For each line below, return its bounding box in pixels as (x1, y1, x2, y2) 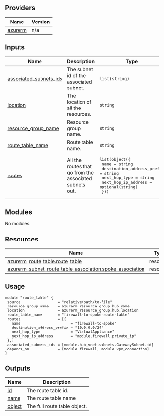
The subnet (66, 66, 94, 73)
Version (31, 18, 50, 25)
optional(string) (99, 184, 138, 190)
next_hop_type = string (102, 175, 155, 180)
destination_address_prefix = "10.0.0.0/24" (11, 325, 104, 330)
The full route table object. (26, 403, 87, 410)
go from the (66, 169, 94, 175)
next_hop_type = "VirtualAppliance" (11, 329, 115, 334)
